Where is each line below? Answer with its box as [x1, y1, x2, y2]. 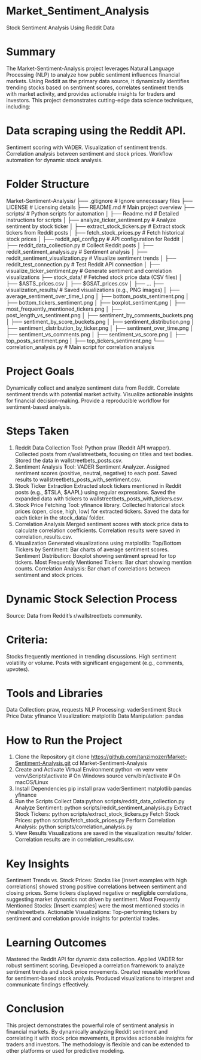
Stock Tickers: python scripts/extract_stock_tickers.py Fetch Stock [14, 810, 179, 818]
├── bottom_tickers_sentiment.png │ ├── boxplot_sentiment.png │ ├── [6, 299, 185, 306]
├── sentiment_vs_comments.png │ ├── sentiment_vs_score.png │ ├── [6, 330, 186, 338]
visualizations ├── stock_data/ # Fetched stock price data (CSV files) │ [6, 274, 182, 281]
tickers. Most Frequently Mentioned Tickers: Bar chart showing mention [14, 558, 192, 566]
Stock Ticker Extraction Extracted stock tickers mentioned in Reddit [14, 482, 181, 489]
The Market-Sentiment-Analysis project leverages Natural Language [6, 65, 175, 72]
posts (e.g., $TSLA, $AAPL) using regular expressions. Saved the [14, 488, 176, 496]
